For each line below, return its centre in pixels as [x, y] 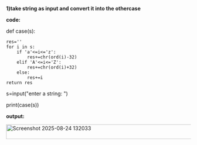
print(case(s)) [23, 105]
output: [15, 116]
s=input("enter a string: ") [37, 94]
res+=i [35, 78]
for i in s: [21, 47]
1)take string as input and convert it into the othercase [73, 8]
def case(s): [21, 31]
